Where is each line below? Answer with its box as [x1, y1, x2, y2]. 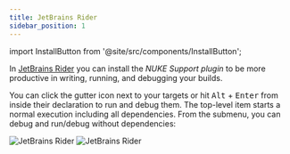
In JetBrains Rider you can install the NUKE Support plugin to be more [9, 63, 266, 74]
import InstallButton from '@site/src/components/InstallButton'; [9, 45, 243, 56]
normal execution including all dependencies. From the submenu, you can [9, 109, 281, 119]
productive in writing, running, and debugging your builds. [9, 72, 223, 83]
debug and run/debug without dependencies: [9, 118, 177, 129]
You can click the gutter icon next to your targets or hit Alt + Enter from [9, 90, 278, 101]
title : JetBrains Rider [9, 12, 98, 22]
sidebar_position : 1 [9, 21, 87, 30]
